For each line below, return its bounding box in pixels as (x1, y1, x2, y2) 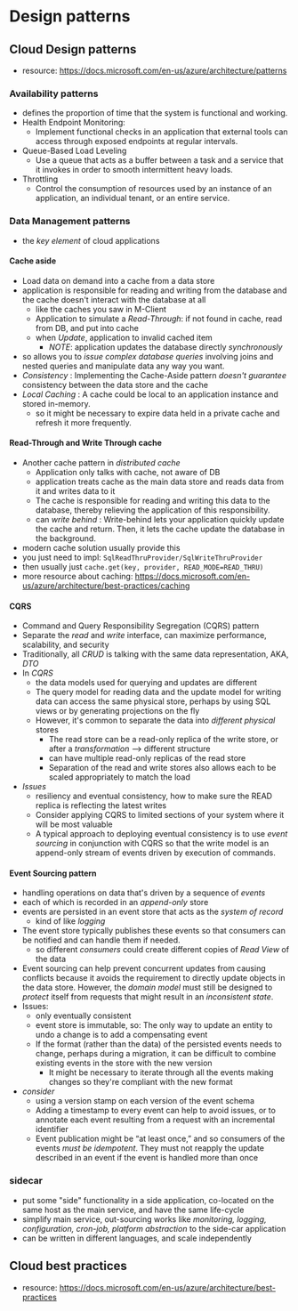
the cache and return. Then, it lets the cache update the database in (35, 523, 286, 534)
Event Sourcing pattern (9, 868, 97, 878)
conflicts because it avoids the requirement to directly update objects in (21, 973, 286, 983)
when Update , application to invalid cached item (35, 332, 213, 343)
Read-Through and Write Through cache (9, 438, 163, 449)
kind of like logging (35, 916, 106, 927)
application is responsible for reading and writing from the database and (21, 285, 287, 295)
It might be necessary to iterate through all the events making (48, 1067, 274, 1078)
